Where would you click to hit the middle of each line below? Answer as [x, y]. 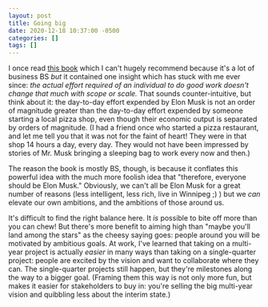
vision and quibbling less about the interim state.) [90, 295]
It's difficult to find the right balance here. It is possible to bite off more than [133, 218]
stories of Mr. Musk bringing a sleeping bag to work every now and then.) [129, 153]
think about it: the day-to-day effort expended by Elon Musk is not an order [132, 102]
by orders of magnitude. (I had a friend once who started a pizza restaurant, [134, 128]
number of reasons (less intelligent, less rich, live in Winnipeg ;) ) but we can [134, 194]
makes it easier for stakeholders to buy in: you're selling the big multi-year [131, 286]
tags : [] [23, 46]
